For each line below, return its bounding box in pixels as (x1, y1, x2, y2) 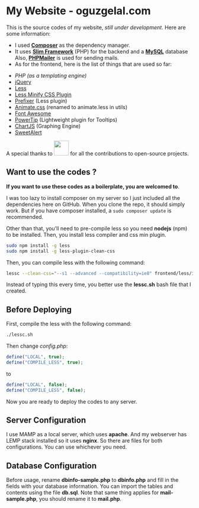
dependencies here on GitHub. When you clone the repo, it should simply (6, 201, 185, 208)
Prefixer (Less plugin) (14, 97, 68, 104)
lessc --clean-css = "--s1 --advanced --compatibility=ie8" (6, 270, 152, 277)
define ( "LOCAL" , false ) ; (6, 382, 68, 388)
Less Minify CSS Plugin (14, 91, 72, 98)
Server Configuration (6, 415, 86, 425)
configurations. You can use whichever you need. (6, 443, 127, 450)
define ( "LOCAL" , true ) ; (6, 354, 65, 360)
